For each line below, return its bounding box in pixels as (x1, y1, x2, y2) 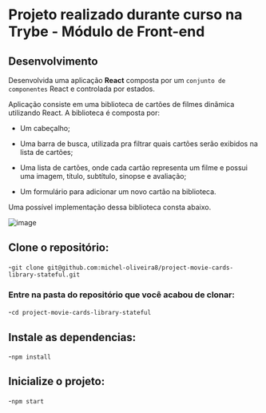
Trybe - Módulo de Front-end (8, 22, 205, 41)
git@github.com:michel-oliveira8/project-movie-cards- (47, 264, 234, 272)
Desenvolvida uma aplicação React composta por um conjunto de (8, 76, 226, 85)
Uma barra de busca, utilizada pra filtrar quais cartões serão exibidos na (19, 139, 258, 149)
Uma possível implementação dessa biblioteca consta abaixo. (8, 202, 212, 212)
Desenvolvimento (8, 54, 98, 68)
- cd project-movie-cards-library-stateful (8, 308, 152, 317)
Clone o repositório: (8, 241, 109, 255)
